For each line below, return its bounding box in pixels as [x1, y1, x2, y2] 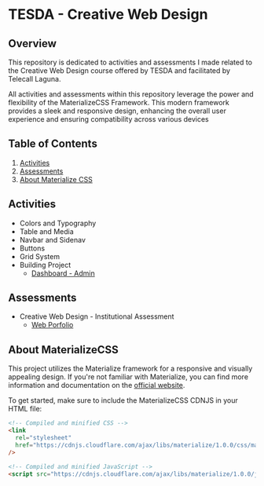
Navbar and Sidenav [19, 235, 86, 244]
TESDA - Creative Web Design [8, 5, 208, 24]
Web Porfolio [31, 320, 74, 330]
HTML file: [8, 404, 42, 414]
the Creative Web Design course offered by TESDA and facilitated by [8, 66, 230, 75]
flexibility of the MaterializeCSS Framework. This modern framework [8, 98, 229, 107]
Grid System [19, 251, 60, 261]
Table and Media [19, 226, 75, 236]
